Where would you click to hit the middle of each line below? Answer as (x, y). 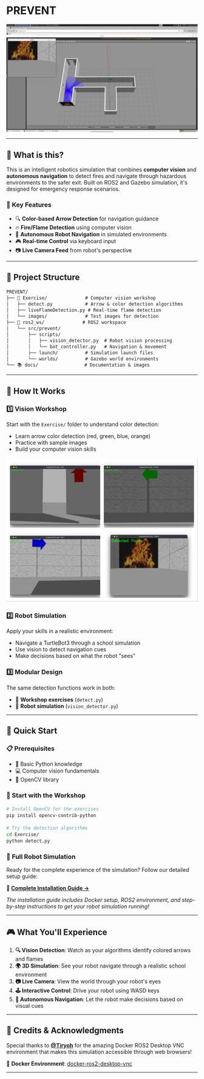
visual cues (29, 1005)
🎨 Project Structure (43, 277)
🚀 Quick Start (32, 731)
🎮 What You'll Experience (57, 932)
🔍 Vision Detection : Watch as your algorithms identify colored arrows (103, 950)
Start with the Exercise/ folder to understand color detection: (83, 425)
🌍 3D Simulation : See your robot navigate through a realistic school (100, 966)
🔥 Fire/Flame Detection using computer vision (73, 227)
